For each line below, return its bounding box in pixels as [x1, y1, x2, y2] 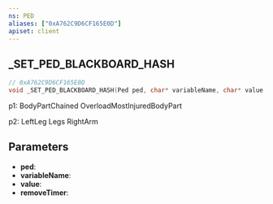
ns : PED [8, 11, 35, 20]
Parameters [8, 140, 69, 154]
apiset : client [8, 27, 60, 35]
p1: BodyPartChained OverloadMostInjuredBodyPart [8, 101, 183, 111]
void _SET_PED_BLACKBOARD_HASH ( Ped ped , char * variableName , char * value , [8, 86, 267, 94]
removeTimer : [19, 188, 69, 197]
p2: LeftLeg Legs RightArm [8, 116, 99, 126]
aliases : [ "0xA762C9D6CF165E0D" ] [8, 20, 122, 28]
